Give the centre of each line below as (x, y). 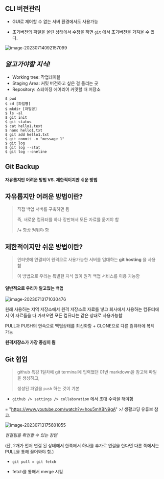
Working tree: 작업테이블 (36, 77)
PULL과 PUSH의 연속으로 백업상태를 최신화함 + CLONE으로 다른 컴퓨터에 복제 (80, 326)
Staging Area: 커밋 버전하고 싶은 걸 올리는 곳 (55, 83)
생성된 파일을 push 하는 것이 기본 (48, 389)
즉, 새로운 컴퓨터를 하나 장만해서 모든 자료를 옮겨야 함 (68, 219)
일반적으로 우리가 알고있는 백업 (34, 288)
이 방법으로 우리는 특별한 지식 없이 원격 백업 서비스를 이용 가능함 (78, 276)
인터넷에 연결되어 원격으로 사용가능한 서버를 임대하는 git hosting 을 (82, 260)
